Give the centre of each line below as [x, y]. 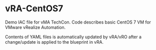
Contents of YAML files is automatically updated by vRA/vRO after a [73, 37]
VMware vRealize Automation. [35, 27]
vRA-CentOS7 [34, 9]
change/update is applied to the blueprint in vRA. [54, 42]
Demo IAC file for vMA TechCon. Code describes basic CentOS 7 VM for [78, 22]
